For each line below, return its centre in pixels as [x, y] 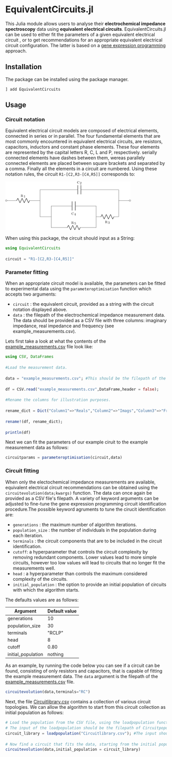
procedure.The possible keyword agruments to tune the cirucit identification [85, 509]
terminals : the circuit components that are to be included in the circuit [87, 541]
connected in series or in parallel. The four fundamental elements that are [83, 136]
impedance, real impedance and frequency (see [63, 326]
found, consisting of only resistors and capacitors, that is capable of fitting [84, 671]
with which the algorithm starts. [46, 590]
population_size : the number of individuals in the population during [84, 530]
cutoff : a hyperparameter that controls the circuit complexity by [80, 552]
